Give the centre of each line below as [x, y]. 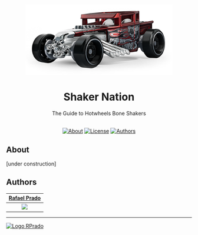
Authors [22, 182]
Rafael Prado [25, 198]
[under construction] [31, 164]
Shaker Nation [99, 97]
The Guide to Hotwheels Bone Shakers [99, 114]
